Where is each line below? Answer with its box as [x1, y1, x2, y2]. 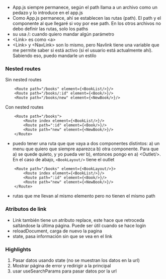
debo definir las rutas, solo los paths [12, 26, 89, 32]
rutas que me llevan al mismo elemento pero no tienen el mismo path [12, 193, 156, 199]
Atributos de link [5, 206, 47, 213]
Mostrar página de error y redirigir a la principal [12, 262, 111, 268]
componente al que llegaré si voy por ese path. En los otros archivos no [12, 20, 161, 26]
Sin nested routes [5, 77, 42, 83]
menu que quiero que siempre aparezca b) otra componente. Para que [12, 146, 159, 152]
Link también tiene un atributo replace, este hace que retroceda [12, 217, 145, 223]
